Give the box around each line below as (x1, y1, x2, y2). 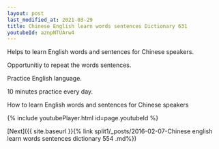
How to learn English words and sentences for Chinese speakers (7, 100, 189, 109)
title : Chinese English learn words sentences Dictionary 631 (7, 23, 188, 29)
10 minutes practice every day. (7, 87, 93, 96)
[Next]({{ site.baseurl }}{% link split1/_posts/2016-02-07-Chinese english (7, 127, 213, 135)
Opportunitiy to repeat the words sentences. (7, 61, 132, 69)
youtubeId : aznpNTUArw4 (7, 29, 75, 36)
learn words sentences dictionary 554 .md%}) (7, 135, 137, 143)
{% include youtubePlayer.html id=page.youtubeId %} (7, 114, 159, 122)
